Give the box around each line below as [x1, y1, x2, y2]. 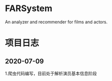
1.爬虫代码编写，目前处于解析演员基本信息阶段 [5, 70, 97, 76]
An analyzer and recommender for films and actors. [5, 19, 108, 25]
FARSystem [5, 3, 53, 14]
